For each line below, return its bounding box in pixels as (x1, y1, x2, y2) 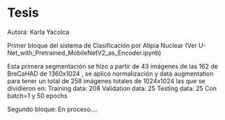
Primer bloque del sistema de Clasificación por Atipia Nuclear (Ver (7, 41, 197, 49)
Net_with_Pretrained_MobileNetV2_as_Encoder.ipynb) (7, 49, 162, 57)
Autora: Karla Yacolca (7, 28, 70, 36)
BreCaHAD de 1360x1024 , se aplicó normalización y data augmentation (7, 69, 214, 78)
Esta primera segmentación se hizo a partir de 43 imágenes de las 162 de (7, 62, 218, 70)
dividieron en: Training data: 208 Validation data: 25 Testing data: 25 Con (7, 84, 217, 92)
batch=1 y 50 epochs (7, 92, 68, 100)
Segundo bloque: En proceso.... (7, 105, 98, 113)
